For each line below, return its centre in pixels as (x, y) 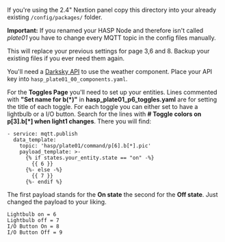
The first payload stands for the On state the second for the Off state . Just (112, 194)
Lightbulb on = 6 (32, 215)
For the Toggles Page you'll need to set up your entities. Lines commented (112, 92)
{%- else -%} (44, 170)
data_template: (35, 140)
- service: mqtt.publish (42, 134)
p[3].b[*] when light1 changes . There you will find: (79, 121)
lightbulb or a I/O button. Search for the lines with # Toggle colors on (104, 114)
